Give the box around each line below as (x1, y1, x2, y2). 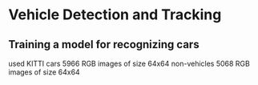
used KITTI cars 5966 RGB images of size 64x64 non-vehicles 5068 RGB (8, 59, 250, 68)
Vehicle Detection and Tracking (8, 6, 222, 24)
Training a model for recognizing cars (8, 38, 200, 51)
